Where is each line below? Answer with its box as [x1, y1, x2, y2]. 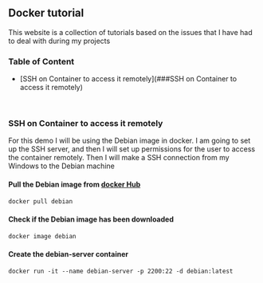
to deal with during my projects [8, 36, 111, 45]
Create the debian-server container [8, 250, 129, 259]
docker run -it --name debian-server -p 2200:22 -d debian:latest [8, 267, 234, 275]
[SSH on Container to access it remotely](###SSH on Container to [19, 74, 237, 84]
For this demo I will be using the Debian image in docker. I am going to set [8, 136, 251, 146]
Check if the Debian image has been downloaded [8, 214, 174, 224]
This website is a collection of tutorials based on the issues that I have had [8, 27, 253, 37]
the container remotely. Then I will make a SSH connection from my [8, 153, 230, 163]
